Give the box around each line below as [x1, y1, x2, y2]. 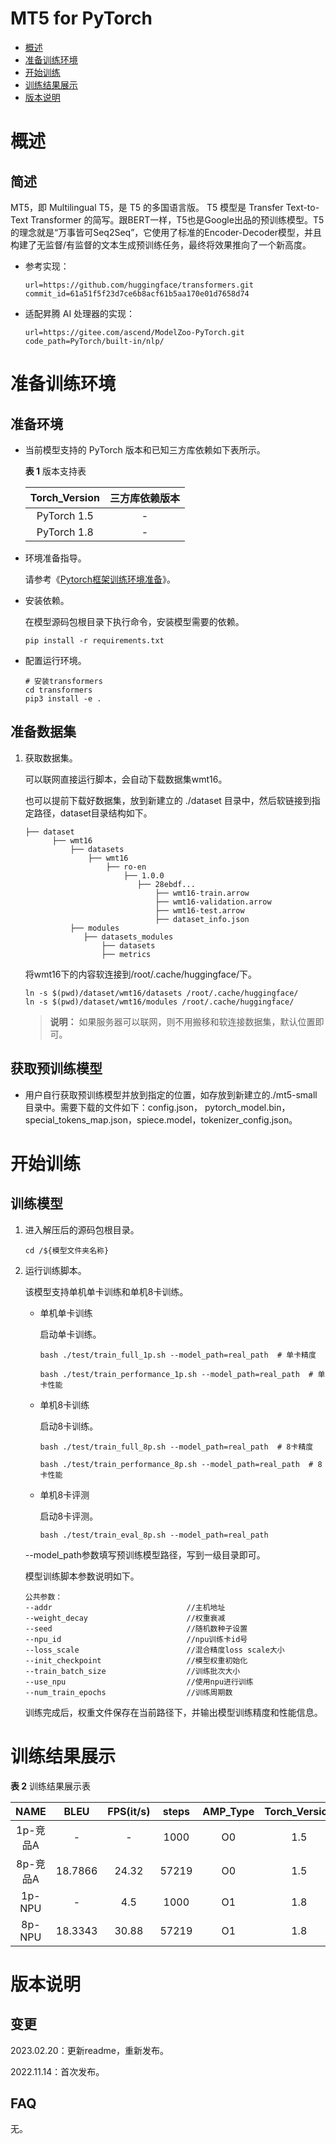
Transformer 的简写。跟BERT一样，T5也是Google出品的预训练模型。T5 [30, 213, 325, 226]
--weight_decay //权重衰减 [24, 1613, 226, 1623]
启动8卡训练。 [39, 1420, 99, 1432]
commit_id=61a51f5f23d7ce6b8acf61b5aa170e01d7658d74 [24, 288, 250, 299]
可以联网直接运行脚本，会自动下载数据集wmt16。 [24, 773, 228, 785]
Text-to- [285, 201, 320, 213]
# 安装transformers [24, 676, 103, 686]
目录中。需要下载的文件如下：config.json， [24, 1101, 203, 1113]
